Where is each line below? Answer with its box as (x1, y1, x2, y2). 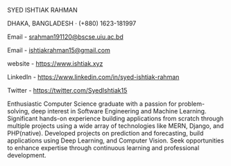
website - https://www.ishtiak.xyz (7, 59, 103, 68)
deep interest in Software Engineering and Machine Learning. (31, 107, 207, 115)
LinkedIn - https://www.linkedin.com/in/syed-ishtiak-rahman (7, 73, 180, 81)
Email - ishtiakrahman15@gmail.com (7, 46, 111, 54)
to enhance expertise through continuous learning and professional (7, 144, 200, 151)
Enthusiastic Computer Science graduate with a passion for (7, 100, 177, 108)
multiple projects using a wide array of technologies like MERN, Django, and (7, 122, 224, 130)
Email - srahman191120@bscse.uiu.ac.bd (7, 33, 123, 41)
